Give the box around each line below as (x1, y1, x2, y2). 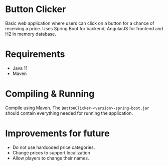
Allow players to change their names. (12, 155, 89, 161)
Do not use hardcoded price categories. (12, 144, 95, 150)
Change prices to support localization (12, 149, 90, 155)
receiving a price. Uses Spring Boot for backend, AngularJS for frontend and (5, 25, 163, 31)
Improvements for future (5, 128, 110, 139)
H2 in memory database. (5, 31, 56, 37)
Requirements (5, 49, 65, 60)
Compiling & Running (5, 88, 95, 100)
